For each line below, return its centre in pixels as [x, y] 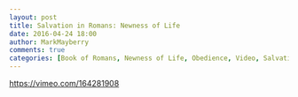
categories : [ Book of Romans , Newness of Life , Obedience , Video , [134, 58]
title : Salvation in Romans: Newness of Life [94, 26]
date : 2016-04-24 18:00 [53, 34]
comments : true [37, 50]
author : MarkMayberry [49, 42]
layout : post [33, 17]
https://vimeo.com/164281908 [64, 83]
